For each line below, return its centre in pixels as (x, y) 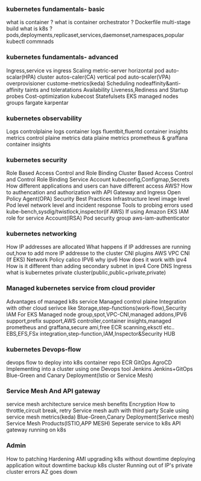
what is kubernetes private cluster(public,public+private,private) (86, 273)
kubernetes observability (44, 118)
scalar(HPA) (21, 77)
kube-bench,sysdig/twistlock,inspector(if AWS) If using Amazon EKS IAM (97, 212)
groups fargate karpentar (37, 102)
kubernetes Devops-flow (44, 349)
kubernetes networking (42, 234)
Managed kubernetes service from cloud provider (81, 288)
